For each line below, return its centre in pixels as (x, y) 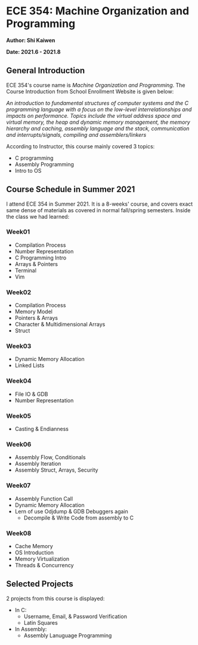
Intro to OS (28, 170)
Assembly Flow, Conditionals (50, 457)
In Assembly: (31, 629)
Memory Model (33, 311)
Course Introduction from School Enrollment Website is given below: (90, 91)
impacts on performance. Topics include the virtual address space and (94, 115)
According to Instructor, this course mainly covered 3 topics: (81, 146)
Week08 (19, 533)
